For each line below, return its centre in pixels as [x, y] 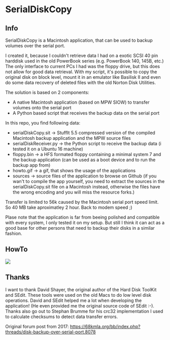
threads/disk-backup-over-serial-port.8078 [50, 332]
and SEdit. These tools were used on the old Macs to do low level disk [78, 295]
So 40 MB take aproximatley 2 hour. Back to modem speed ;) [69, 207]
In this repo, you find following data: [43, 123]
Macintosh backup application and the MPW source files [72, 138]
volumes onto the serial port [42, 107]
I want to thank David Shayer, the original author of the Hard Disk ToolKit [81, 289]
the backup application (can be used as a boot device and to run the [84, 160]
